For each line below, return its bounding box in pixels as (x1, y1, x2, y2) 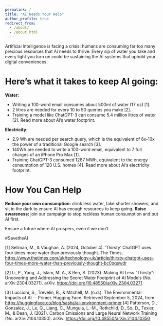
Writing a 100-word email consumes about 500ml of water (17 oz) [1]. (12, 101, 151, 108)
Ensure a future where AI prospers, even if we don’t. (5, 225, 109, 231)
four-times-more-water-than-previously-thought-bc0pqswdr (5, 260, 127, 266)
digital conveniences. (5, 59, 48, 65)
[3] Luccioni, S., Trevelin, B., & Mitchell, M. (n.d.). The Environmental (5, 289, 142, 295)
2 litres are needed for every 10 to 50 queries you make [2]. (12, 107, 131, 112)
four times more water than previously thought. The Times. (5, 250, 123, 256)
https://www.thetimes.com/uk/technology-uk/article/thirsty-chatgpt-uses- (5, 255, 154, 261)
